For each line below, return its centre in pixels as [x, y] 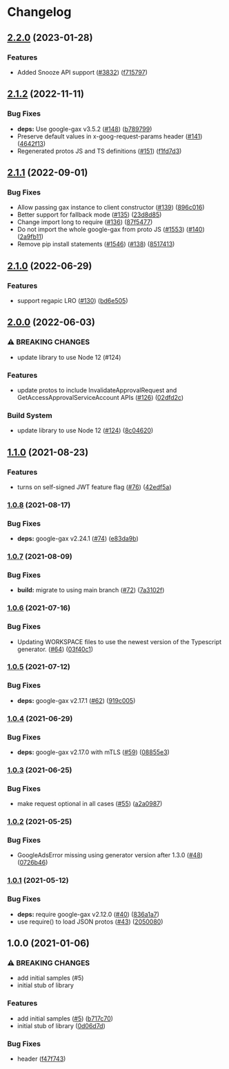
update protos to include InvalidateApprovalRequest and [97, 390]
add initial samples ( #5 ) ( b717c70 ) [65, 1018]
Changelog [39, 12]
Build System [30, 415]
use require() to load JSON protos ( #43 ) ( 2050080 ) [90, 922]
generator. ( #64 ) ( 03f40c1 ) [55, 649]
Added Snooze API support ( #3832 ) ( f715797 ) [82, 72]
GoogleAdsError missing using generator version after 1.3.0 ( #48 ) [110, 855]
